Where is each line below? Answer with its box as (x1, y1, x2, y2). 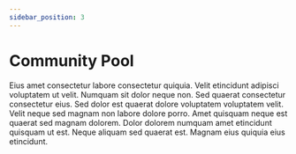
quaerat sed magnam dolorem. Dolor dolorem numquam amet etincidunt (9, 117, 272, 128)
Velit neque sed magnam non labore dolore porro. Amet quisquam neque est (9, 107, 288, 119)
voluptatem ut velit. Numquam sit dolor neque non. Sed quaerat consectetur (9, 89, 286, 99)
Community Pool (9, 50, 134, 70)
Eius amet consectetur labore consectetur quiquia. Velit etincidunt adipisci (9, 80, 280, 91)
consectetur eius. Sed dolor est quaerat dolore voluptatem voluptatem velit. (9, 99, 285, 109)
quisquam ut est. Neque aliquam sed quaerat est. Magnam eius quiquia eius (9, 127, 285, 137)
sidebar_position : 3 (9, 12, 86, 22)
